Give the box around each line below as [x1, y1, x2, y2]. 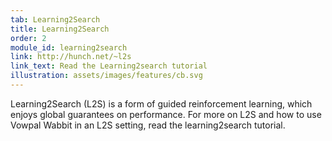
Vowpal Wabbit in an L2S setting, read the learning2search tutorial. [10, 119, 286, 131]
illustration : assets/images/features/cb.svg [10, 71, 203, 81]
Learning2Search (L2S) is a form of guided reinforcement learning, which [10, 97, 313, 110]
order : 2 [10, 33, 47, 43]
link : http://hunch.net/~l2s [10, 52, 132, 62]
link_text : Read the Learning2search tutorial [10, 61, 208, 71]
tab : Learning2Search [10, 14, 101, 25]
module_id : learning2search [10, 42, 128, 53]
